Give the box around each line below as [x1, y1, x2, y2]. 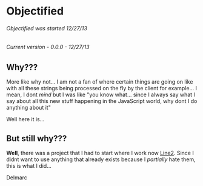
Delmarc [6, 174, 27, 181]
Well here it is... [6, 116, 45, 123]
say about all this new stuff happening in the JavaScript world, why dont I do [6, 98, 198, 105]
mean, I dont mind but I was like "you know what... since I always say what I [6, 91, 196, 98]
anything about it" [6, 104, 52, 111]
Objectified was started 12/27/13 [6, 24, 88, 32]
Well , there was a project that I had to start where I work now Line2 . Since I [6, 150, 194, 157]
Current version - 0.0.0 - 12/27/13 [6, 44, 90, 51]
